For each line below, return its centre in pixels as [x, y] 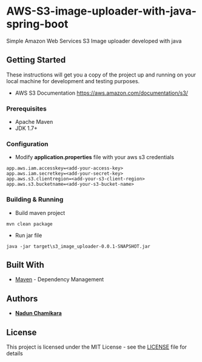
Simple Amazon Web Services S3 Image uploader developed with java [94, 41]
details [15, 353]
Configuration [27, 144]
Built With [25, 265]
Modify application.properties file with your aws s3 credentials [95, 157]
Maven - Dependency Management [59, 279]
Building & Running [35, 200]
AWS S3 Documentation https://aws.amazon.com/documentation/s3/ [101, 93]
